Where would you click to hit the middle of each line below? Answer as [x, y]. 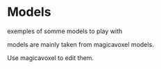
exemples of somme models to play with [65, 31]
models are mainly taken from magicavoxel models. [80, 44]
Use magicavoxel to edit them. [51, 58]
